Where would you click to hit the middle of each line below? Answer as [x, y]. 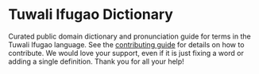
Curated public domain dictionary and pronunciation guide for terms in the [130, 36]
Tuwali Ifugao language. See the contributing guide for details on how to [126, 44]
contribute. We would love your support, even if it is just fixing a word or [126, 53]
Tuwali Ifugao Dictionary [91, 15]
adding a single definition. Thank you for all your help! [96, 61]
